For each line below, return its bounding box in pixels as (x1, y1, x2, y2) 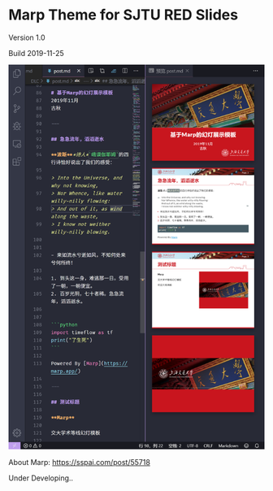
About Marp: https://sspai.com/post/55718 (8, 457, 150, 467)
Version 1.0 (8, 33, 45, 42)
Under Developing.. (8, 473, 74, 483)
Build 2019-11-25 (8, 48, 65, 58)
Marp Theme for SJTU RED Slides (8, 6, 238, 24)
